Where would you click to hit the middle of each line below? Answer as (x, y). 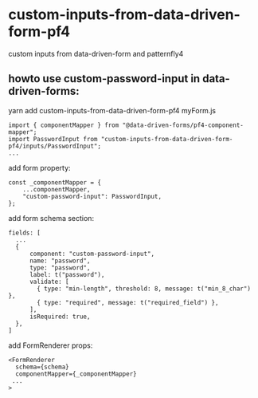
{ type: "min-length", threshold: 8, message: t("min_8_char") (144, 289)
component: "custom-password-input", (92, 254)
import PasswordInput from (53, 139)
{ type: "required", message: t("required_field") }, (128, 302)
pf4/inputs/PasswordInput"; (55, 146)
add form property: (39, 167)
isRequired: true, (60, 317)
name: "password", (60, 261)
